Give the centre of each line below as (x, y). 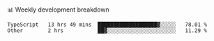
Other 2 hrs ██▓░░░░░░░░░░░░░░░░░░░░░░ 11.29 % (107, 31)
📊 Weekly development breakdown (58, 10)
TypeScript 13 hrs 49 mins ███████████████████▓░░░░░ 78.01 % (107, 25)
